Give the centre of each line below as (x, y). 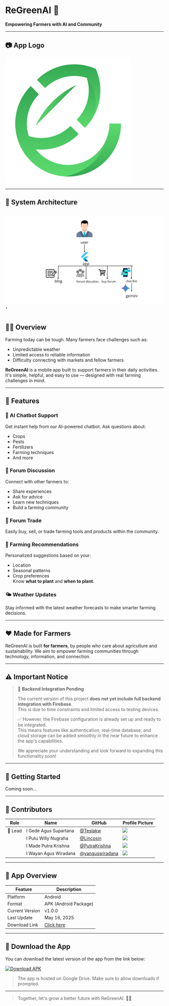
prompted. (28, 984)
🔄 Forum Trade (23, 520)
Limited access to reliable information (51, 354)
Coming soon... (21, 789)
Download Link (23, 925)
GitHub (99, 823)
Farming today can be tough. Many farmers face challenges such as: (76, 339)
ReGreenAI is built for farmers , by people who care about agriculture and (81, 646)
